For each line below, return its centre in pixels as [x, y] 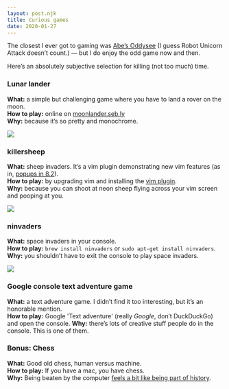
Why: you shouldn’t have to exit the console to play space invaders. [103, 256]
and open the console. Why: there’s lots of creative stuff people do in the [110, 323]
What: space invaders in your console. [62, 241]
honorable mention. [35, 309]
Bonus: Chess [31, 349]
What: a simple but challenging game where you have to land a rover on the [114, 99]
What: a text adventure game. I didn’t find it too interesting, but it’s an [105, 301]
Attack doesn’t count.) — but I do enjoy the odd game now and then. [104, 53]
